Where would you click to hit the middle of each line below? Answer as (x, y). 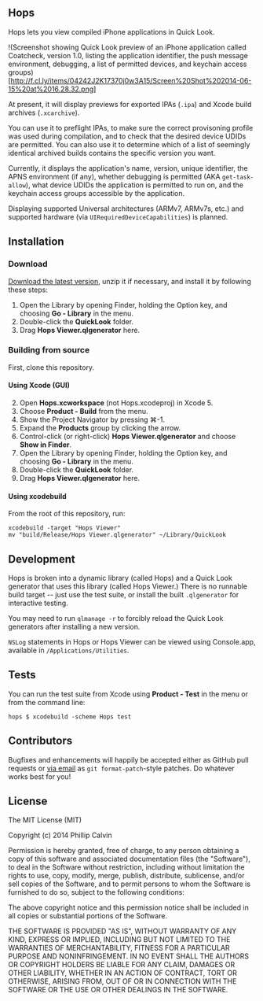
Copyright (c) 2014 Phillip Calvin (60, 835)
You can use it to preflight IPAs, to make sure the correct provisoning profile (131, 127)
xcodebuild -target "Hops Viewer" (65, 528)
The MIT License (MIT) (45, 820)
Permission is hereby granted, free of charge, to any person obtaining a (124, 851)
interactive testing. (38, 603)
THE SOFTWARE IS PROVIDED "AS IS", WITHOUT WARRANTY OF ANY (122, 931)
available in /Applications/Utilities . (69, 650)
